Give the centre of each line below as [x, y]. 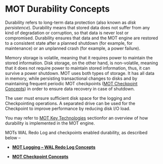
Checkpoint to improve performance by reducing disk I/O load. [68, 109]
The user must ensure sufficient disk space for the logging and [68, 98]
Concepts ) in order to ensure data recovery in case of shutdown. [70, 89]
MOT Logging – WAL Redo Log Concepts [54, 147]
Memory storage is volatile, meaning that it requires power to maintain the [79, 57]
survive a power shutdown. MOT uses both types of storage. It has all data [80, 73]
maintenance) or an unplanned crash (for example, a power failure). [73, 48]
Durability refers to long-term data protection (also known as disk [71, 22]
